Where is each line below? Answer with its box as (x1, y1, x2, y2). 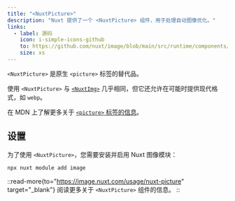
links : (7, 23, 27, 30)
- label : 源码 (13, 29, 52, 37)
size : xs (20, 50, 45, 57)
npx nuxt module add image (7, 164, 86, 172)
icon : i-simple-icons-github (20, 36, 105, 43)
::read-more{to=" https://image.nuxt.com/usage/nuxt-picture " (7, 176, 185, 186)
